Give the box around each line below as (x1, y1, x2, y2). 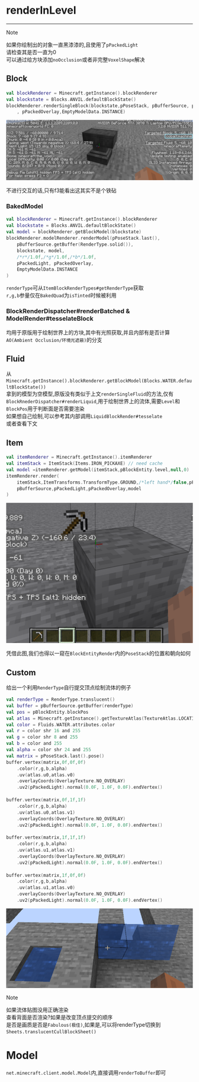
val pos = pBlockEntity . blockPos (6, 709, 89, 715)
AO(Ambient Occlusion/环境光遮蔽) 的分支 (6, 336, 102, 343)
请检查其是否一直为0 (6, 48, 56, 55)
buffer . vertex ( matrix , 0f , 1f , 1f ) (6, 797, 86, 803)
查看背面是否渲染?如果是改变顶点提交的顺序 (6, 1014, 113, 1021)
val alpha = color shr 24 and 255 (6, 747, 92, 753)
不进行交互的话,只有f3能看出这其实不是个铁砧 (6, 187, 117, 194)
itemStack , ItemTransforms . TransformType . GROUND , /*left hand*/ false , (17, 479, 190, 485)
